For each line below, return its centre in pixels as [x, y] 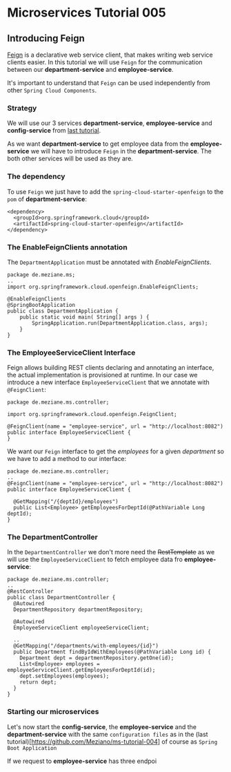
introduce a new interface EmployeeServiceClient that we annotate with [109, 382]
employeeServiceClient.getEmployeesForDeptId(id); [81, 670]
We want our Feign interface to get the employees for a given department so [116, 451]
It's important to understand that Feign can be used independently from [109, 83]
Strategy [22, 108]
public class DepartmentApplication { [63, 311]
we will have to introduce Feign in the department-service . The [121, 151]
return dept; [38, 682]
